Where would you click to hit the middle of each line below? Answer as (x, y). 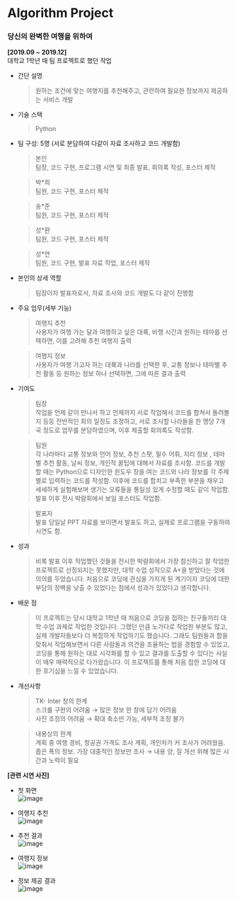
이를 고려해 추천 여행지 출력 (94, 341)
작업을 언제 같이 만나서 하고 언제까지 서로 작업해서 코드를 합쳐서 (123, 413)
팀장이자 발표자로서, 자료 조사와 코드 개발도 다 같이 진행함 (115, 293)
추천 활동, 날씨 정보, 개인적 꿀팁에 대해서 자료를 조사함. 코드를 (127, 463)
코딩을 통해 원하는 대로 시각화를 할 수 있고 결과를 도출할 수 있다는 (125, 654)
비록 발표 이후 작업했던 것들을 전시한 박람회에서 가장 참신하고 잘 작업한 (132, 562)
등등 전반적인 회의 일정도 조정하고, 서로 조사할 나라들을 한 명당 (128, 421)
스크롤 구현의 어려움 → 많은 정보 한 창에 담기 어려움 (106, 710)
